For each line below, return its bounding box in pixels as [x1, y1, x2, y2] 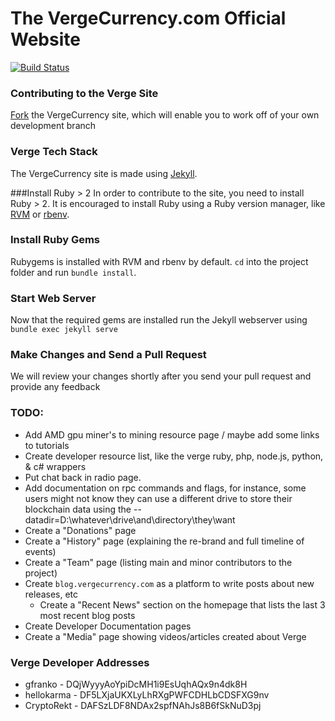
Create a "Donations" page [24, 524, 137, 536]
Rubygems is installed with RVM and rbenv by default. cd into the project [10, 255, 309, 267]
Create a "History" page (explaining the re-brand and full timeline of [24, 535, 305, 547]
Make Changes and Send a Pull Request [10, 348, 207, 362]
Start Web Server [10, 291, 97, 305]
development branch [10, 120, 97, 132]
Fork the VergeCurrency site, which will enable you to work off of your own [10, 109, 320, 121]
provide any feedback [10, 381, 101, 393]
